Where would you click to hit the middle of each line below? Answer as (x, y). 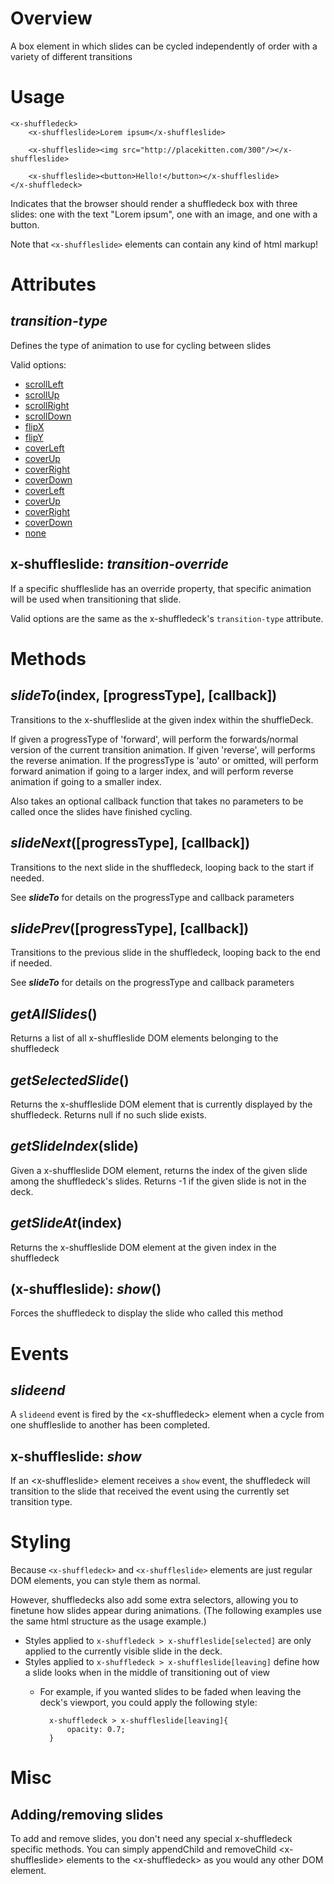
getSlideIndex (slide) (74, 1146)
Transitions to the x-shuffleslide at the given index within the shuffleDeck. (162, 719)
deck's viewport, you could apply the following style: (148, 1703)
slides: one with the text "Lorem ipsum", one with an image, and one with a (164, 214)
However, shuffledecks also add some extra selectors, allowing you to (154, 1600)
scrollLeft (44, 384)
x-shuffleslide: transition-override (119, 564)
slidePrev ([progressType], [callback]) (130, 928)
